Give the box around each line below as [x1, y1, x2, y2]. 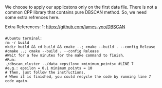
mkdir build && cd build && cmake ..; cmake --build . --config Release [5, 44, 156, 49]
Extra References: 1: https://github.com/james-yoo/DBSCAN [5, 24, 126, 30]
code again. [5, 78, 29, 83]
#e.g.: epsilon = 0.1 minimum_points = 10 [5, 66, 92, 70]
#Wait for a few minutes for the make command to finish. [5, 53, 125, 58]
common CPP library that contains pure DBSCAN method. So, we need [5, 9, 147, 15]
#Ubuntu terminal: [5, 36, 42, 41]
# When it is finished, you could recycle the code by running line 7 [5, 74, 151, 79]
